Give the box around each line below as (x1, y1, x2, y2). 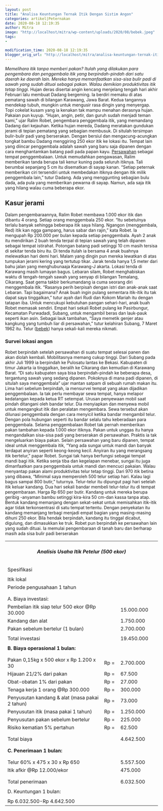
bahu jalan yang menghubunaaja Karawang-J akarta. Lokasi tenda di (5, 264, 142, 270)
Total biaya (7, 735, 33, 742)
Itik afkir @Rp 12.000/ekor (7, 767, 68, 773)
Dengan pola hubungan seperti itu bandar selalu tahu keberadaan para (5, 416, 147, 422)
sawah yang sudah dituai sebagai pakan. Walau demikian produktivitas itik (5, 81, 156, 87)
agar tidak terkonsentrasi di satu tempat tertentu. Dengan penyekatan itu (5, 504, 150, 510)
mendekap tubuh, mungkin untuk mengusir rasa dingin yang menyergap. (5, 102, 150, 108)
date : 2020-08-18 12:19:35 (5, 20, 60, 26)
